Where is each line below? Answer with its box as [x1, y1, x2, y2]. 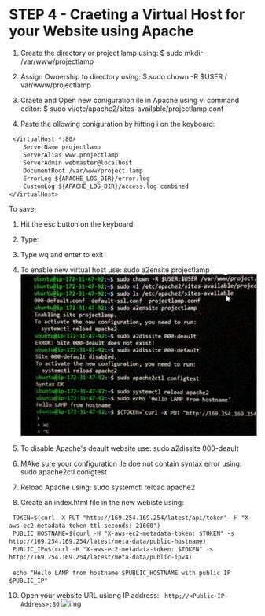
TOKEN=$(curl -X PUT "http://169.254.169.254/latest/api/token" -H [12, 514, 238, 522]
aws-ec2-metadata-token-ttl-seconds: [9, 522, 133, 529]
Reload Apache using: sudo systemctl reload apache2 [20, 482, 196, 492]
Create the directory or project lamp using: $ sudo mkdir [20, 48, 203, 57]
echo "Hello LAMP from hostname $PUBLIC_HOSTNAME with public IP [12, 569, 231, 577]
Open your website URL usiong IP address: [20, 590, 160, 599]
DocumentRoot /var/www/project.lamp [23, 167, 144, 175]
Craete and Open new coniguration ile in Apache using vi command [20, 95, 240, 105]
